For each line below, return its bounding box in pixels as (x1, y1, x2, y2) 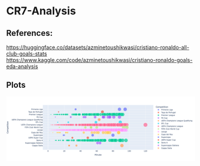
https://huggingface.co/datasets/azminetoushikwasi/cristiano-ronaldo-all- (6, 44, 190, 51)
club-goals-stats (6, 50, 47, 57)
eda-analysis (6, 63, 38, 70)
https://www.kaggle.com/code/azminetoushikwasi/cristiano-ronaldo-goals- (6, 57, 193, 63)
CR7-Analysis (6, 4, 76, 18)
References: (6, 28, 53, 38)
